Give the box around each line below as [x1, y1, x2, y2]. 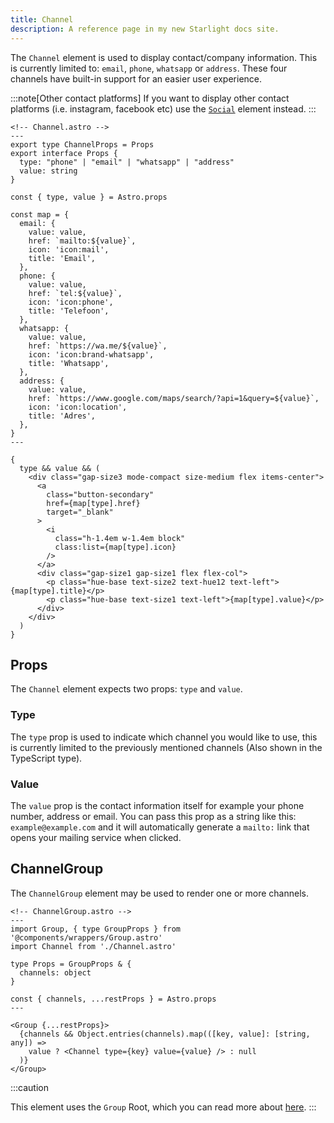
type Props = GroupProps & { [10, 959, 132, 969]
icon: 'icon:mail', [28, 244, 110, 255]
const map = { [10, 209, 70, 220]
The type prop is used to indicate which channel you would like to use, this [10, 731, 318, 743]
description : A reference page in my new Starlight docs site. [10, 24, 280, 34]
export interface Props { [10, 148, 118, 158]
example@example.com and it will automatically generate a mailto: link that [10, 821, 310, 833]
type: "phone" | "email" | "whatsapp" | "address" [19, 157, 235, 167]
